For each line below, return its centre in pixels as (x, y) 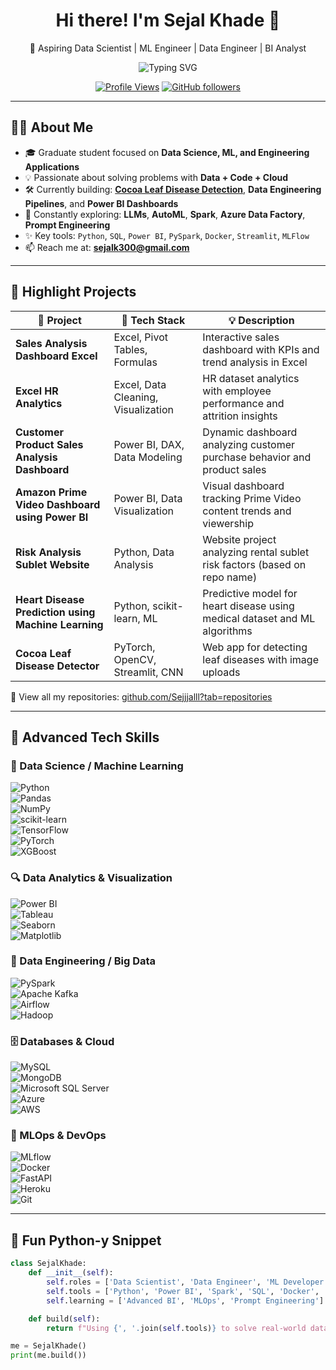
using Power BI (52, 517)
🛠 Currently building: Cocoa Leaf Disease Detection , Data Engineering (173, 189)
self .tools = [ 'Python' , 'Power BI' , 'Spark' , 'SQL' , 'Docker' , (183, 1291)
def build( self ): (64, 1319)
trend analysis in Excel (255, 362)
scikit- (168, 606)
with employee (237, 391)
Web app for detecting (255, 647)
